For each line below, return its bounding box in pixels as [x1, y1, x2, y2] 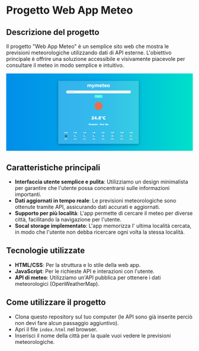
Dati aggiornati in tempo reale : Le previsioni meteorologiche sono [14, 197, 176, 204]
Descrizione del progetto [6, 27, 99, 37]
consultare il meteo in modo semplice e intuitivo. [6, 62, 124, 69]
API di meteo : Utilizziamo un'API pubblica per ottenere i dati [14, 273, 161, 281]
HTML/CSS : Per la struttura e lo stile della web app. [14, 261, 141, 268]
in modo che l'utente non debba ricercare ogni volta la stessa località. [14, 228, 185, 236]
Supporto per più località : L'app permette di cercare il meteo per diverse [14, 210, 193, 217]
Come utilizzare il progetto [6, 297, 106, 308]
